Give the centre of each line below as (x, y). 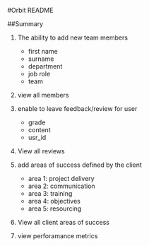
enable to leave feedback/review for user (77, 109)
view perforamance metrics (58, 236)
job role (39, 74)
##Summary (25, 24)
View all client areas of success (63, 222)
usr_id (37, 137)
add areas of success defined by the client (80, 165)
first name (43, 51)
